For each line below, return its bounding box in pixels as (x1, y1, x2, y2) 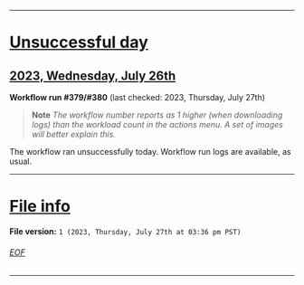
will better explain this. (31, 128, 116, 139)
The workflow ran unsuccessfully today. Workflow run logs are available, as (9, 147, 291, 157)
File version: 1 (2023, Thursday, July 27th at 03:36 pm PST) (9, 225, 242, 236)
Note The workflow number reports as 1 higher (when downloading (31, 109, 283, 120)
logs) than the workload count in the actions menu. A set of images (31, 119, 283, 129)
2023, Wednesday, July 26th (9, 68, 176, 83)
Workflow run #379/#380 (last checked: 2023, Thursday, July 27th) (9, 92, 265, 102)
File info (9, 196, 71, 217)
